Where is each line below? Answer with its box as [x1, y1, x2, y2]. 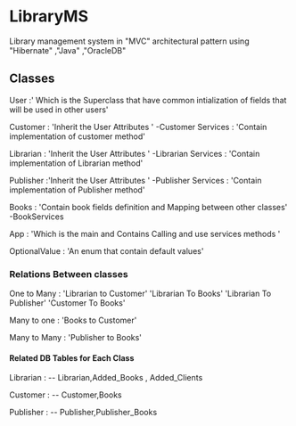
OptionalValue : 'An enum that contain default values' [9, 245, 204, 256]
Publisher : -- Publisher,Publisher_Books [9, 407, 158, 418]
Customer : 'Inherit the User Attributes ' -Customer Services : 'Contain [9, 121, 267, 132]
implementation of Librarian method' [9, 158, 144, 168]
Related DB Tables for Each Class [9, 352, 135, 363]
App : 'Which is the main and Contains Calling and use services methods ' [9, 228, 281, 239]
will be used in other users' [9, 104, 109, 115]
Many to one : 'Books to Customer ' [9, 315, 137, 326]
